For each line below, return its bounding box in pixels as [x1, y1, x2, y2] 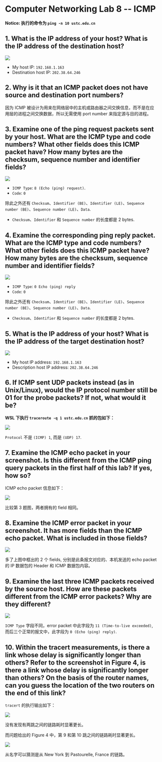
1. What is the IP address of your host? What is [5, 35, 148, 43]
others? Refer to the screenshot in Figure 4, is [5, 658, 146, 667]
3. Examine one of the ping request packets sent [5, 125, 154, 133]
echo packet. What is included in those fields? [5, 534, 147, 543]
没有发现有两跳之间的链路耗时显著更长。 [5, 722, 86, 728]
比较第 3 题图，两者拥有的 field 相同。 [5, 505, 81, 510]
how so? [5, 472, 31, 480]
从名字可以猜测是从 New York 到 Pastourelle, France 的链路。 [5, 752, 128, 758]
